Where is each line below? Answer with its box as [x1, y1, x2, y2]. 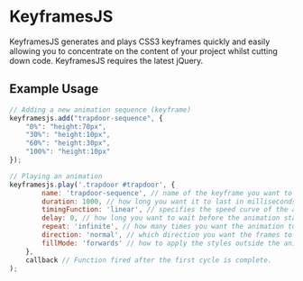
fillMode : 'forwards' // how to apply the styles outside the [41, 239, 280, 248]
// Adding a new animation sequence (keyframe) [9, 105, 192, 114]
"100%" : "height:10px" [25, 147, 111, 157]
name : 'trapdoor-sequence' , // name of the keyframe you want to [41, 188, 293, 197]
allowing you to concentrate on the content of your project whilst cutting [9, 45, 278, 56]
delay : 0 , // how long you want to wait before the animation [41, 213, 280, 222]
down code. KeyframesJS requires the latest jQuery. [9, 55, 204, 66]
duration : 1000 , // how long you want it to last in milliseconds [41, 196, 297, 206]
